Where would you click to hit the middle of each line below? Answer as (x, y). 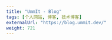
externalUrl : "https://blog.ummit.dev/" (57, 22)
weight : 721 (21, 28)
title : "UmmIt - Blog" (34, 11)
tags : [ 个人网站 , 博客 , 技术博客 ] (44, 17)
